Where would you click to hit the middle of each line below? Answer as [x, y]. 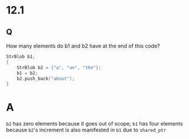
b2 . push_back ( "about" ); [46, 79]
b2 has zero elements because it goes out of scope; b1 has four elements [94, 124]
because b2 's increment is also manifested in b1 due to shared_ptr [86, 130]
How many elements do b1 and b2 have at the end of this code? [83, 46]
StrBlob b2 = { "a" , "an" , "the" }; [59, 67]
